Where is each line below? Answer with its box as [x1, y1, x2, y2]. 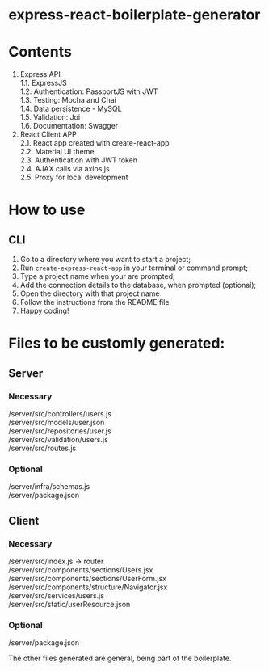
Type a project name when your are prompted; [19, 272, 175, 281]
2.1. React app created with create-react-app [19, 138, 170, 148]
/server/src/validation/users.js [8, 435, 109, 444]
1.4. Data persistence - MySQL [19, 103, 123, 114]
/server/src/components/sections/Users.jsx [8, 564, 153, 575]
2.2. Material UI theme [19, 147, 95, 157]
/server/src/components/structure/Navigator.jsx [8, 582, 168, 592]
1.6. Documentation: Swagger [19, 121, 119, 131]
